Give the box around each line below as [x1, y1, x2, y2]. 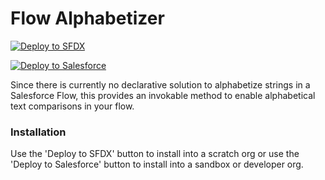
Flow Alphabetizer [10, 7, 165, 30]
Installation [10, 125, 67, 139]
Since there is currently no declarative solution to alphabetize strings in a [10, 78, 311, 91]
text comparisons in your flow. [10, 100, 135, 112]
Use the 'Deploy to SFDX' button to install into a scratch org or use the [10, 148, 300, 160]
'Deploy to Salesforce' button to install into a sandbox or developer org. [10, 158, 304, 171]
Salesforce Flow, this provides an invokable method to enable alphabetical [10, 89, 316, 101]
